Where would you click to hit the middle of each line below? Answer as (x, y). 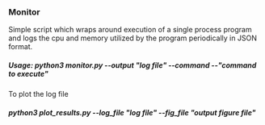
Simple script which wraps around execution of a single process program (130, 30)
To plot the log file (38, 94)
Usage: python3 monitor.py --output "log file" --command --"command (132, 65)
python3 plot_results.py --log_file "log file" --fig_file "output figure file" (132, 112)
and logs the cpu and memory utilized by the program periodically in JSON (132, 38)
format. (21, 47)
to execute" (28, 73)
